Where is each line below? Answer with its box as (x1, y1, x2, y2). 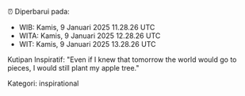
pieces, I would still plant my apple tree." (7, 63, 140, 72)
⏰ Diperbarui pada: (7, 7, 71, 16)
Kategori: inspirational (7, 79, 79, 88)
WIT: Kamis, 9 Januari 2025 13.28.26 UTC (18, 40, 156, 48)
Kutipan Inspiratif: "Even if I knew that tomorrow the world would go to (7, 55, 237, 64)
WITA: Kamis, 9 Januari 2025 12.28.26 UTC (18, 31, 161, 40)
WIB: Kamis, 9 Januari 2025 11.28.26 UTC (18, 23, 155, 32)
